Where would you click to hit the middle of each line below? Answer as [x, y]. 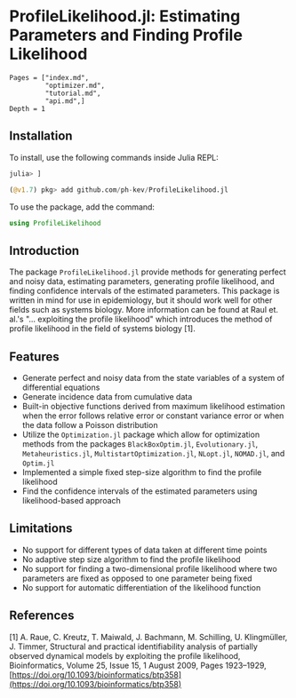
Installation [41, 136]
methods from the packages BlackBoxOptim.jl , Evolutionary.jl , [140, 444]
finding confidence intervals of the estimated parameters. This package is [144, 291]
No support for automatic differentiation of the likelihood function [141, 587]
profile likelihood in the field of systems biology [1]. [102, 329]
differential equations [61, 387]
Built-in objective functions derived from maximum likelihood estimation [153, 406]
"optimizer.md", [75, 85]
